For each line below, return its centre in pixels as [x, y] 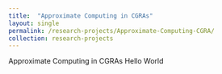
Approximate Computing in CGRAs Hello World [86, 61]
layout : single [34, 23]
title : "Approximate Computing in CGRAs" [81, 16]
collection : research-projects [61, 38]
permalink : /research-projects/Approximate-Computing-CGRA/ [112, 31]
